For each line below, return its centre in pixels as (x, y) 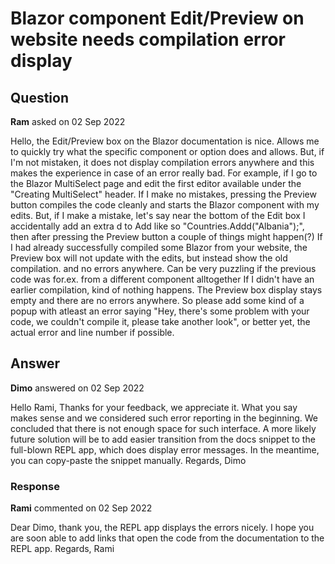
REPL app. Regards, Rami (62, 549)
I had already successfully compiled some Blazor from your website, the (159, 247)
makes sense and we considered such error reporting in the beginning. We (164, 418)
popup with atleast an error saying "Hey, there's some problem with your (160, 311)
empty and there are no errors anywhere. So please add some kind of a (157, 300)
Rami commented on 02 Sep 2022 (81, 508)
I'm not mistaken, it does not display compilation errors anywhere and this (162, 162)
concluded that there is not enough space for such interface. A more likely (163, 428)
